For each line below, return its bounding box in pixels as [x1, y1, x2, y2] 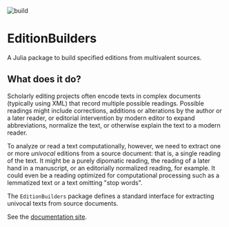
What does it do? [7, 73, 81, 86]
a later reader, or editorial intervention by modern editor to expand [7, 114, 195, 122]
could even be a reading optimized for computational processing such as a [7, 171, 219, 179]
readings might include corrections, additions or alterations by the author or [7, 106, 222, 115]
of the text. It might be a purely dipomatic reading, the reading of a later [7, 156, 210, 165]
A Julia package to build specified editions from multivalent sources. [7, 53, 202, 61]
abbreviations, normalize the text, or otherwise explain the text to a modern [7, 121, 221, 129]
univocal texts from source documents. [7, 199, 119, 207]
